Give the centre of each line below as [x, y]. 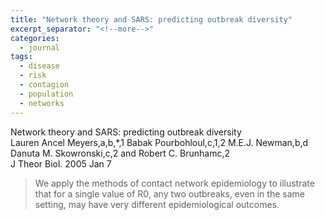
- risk [33, 76]
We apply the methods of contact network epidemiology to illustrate [174, 183]
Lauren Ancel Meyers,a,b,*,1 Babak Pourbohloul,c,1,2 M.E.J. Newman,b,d [159, 142]
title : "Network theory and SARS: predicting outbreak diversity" [151, 19]
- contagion [44, 85]
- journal [39, 47]
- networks [42, 103]
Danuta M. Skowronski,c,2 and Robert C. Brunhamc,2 [120, 153]
